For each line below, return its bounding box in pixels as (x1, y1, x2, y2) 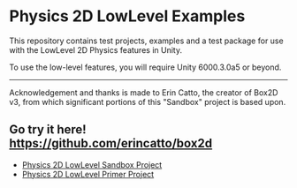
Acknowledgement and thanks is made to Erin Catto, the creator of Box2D (9, 86, 278, 98)
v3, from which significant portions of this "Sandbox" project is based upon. (9, 96, 286, 107)
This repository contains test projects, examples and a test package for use (9, 35, 285, 46)
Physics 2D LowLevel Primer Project (21, 169, 155, 179)
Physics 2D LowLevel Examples (9, 6, 246, 26)
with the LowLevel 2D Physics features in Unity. (9, 44, 183, 55)
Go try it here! (9, 122, 87, 138)
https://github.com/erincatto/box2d (9, 136, 213, 151)
